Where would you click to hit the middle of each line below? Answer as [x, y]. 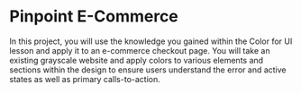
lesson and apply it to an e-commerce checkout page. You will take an [140, 50]
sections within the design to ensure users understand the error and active [148, 70]
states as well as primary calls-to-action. [85, 79]
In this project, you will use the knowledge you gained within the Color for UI [151, 41]
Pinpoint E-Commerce [94, 17]
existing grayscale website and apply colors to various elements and [137, 60]
